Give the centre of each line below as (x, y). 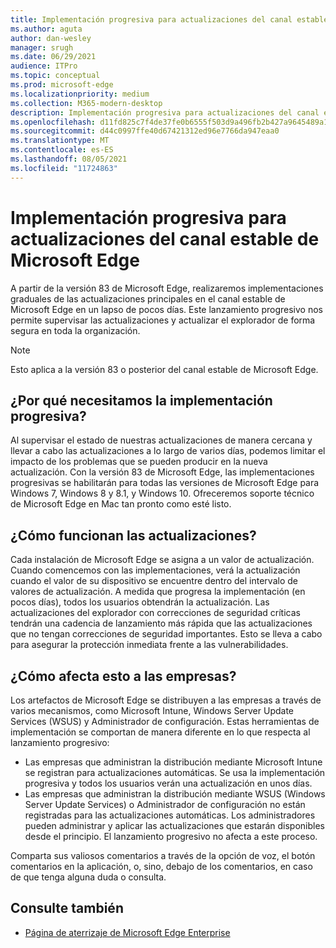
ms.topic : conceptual (55, 76)
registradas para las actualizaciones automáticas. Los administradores (170, 815)
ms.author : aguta (46, 29)
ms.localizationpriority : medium (80, 94)
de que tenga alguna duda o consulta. (88, 877)
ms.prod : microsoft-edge (62, 85)
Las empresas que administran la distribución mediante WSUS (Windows (175, 794)
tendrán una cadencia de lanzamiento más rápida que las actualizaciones (161, 623)
